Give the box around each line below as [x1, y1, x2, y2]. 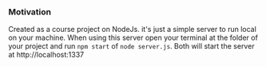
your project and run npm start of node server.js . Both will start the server [8, 41, 255, 51]
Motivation [8, 6, 52, 18]
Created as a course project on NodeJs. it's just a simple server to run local [8, 25, 257, 34]
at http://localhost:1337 [8, 50, 85, 60]
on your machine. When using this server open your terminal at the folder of [8, 33, 258, 42]
